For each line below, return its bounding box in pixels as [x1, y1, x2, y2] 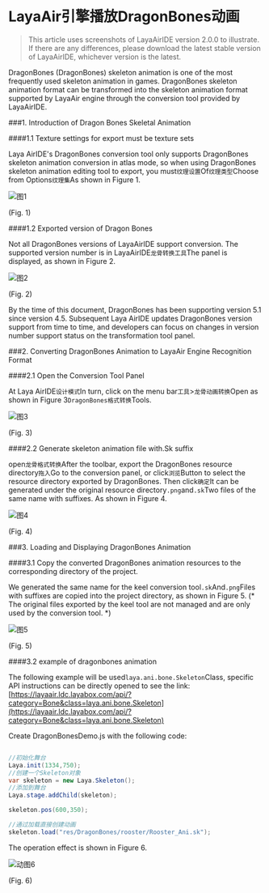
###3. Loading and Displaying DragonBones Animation [8, 542, 191, 551]
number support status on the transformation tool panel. [8, 330, 195, 340]
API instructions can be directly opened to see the [8, 681, 175, 691]
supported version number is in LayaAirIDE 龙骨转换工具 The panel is [8, 248, 228, 257]
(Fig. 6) [8, 875, 33, 885]
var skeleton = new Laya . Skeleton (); [8, 776, 136, 785]
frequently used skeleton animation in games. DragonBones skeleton [8, 76, 237, 86]
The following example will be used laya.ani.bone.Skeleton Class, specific [8, 672, 254, 682]
